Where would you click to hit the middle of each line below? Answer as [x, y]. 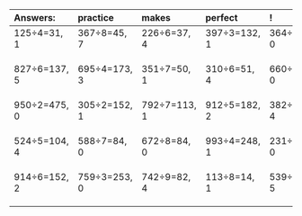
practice [96, 18]
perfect [222, 18]
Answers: [35, 18]
